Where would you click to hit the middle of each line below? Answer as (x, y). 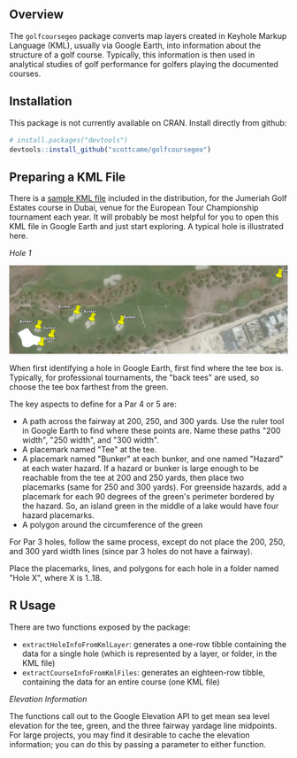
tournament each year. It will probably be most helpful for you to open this (144, 217)
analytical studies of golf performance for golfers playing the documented (144, 64)
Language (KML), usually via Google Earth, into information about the (135, 45)
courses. (25, 73)
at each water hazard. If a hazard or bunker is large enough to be (140, 468)
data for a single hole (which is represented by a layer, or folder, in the (149, 654)
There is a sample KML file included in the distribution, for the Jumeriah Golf (148, 198)
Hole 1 (20, 253)
